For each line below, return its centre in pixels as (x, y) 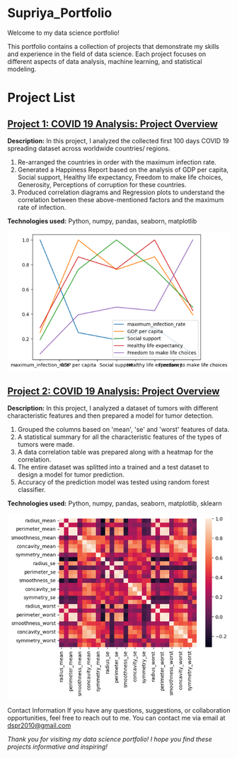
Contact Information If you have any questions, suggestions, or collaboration (119, 710)
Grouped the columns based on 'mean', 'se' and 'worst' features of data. (123, 430)
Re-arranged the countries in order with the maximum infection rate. (117, 162)
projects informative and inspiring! (58, 747)
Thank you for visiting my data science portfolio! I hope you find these (110, 739)
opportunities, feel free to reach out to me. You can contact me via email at (116, 718)
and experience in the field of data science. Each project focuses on (107, 54)
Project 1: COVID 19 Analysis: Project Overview (112, 124)
